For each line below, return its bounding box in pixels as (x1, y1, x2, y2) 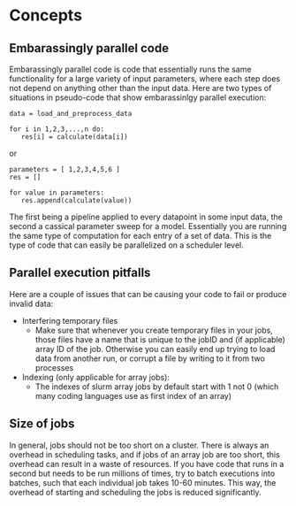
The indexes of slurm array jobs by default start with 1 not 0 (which (34, 381, 279, 392)
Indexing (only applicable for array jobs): (21, 372, 171, 382)
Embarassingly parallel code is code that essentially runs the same (9, 64, 252, 74)
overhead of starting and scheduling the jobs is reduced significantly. (9, 487, 262, 497)
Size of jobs (9, 417, 75, 432)
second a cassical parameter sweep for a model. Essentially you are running (9, 221, 287, 231)
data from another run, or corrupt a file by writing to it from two (34, 353, 265, 364)
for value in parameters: (9, 188, 104, 197)
